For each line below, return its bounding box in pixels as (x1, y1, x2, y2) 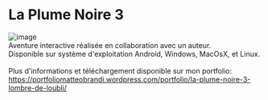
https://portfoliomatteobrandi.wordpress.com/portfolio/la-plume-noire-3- (8, 74, 251, 84)
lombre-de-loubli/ (8, 82, 67, 93)
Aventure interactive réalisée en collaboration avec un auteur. (8, 40, 212, 50)
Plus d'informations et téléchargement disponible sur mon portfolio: (8, 66, 232, 75)
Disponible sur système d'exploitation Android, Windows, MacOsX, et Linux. (8, 49, 261, 58)
